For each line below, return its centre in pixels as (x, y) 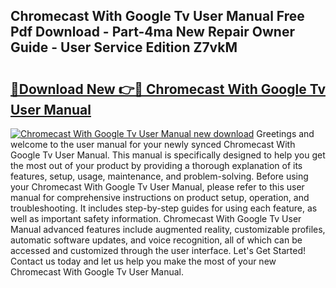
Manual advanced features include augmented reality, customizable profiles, (168, 229)
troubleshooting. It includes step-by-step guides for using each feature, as (164, 208)
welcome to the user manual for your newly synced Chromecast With (153, 144)
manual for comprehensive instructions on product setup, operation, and (160, 197)
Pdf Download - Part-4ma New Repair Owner (152, 32)
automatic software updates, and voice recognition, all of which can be (156, 240)
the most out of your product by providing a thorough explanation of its (156, 165)
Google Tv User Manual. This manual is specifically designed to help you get (168, 155)
